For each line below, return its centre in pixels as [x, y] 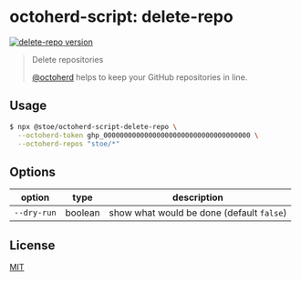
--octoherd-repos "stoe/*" [69, 144]
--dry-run [35, 213]
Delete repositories [67, 59]
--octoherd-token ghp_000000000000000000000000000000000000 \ [138, 135]
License [32, 245]
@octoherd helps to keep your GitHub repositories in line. [140, 77]
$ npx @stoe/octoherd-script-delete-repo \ [93, 126]
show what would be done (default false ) [198, 213]
